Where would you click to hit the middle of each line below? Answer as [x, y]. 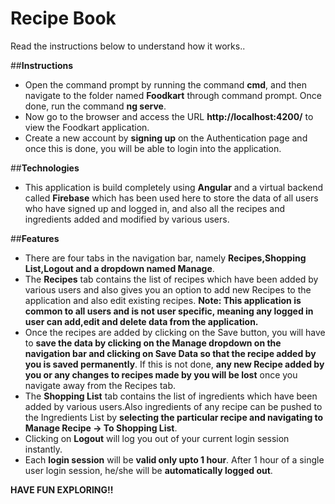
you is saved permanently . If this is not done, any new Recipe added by [174, 364]
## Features [35, 238]
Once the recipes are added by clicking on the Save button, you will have [175, 332]
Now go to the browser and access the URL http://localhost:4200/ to [169, 116]
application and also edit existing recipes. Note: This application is [163, 300]
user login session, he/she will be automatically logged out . [148, 470]
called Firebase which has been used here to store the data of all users [171, 198]
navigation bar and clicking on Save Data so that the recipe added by [170, 353]
